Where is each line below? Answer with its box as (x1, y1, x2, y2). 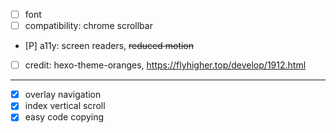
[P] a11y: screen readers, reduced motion (24, 40, 195, 52)
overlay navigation (24, 89, 102, 101)
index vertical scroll (24, 100, 106, 112)
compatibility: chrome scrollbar (24, 20, 153, 32)
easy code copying (24, 111, 105, 123)
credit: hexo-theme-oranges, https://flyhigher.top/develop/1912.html (24, 59, 307, 71)
